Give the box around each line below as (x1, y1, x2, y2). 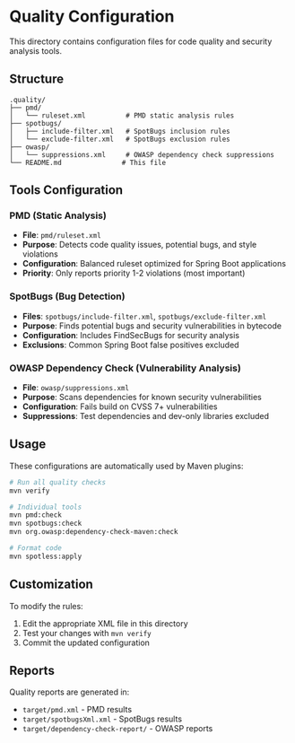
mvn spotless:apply (9, 552, 82, 561)
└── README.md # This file (9, 158, 167, 167)
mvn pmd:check (9, 511, 63, 520)
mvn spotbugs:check (9, 519, 82, 529)
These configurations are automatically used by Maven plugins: (9, 460, 244, 471)
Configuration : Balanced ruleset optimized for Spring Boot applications (22, 258, 287, 269)
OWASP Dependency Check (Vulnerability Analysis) (9, 362, 242, 374)
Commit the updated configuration (22, 637, 151, 648)
